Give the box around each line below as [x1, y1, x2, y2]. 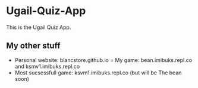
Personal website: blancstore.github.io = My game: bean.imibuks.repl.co [14, 56, 192, 63]
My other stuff [6, 41, 61, 51]
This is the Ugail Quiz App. [6, 24, 71, 31]
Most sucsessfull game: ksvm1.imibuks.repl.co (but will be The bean [14, 69, 182, 76]
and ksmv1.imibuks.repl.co [14, 63, 80, 70]
